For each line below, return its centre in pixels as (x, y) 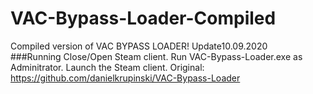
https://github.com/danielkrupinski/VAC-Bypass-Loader (125, 78)
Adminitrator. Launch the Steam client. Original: (107, 67)
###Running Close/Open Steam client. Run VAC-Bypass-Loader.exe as (156, 56)
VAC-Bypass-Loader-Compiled (143, 18)
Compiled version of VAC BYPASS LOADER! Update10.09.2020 (139, 46)
